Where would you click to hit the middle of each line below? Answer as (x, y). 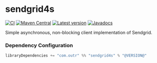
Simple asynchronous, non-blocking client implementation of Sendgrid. (79, 32)
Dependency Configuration (39, 45)
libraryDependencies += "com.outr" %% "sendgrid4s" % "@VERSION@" (76, 56)
